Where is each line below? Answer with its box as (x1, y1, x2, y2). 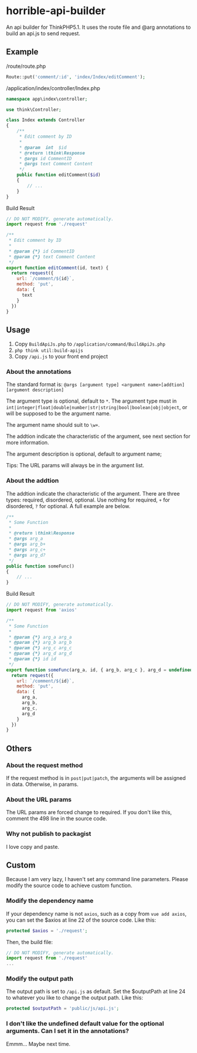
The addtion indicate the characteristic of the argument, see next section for (6, 433, 191, 440)
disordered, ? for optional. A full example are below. (6, 502, 131, 510)
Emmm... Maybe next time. (6, 1040, 71, 1047)
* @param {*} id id (8, 656, 57, 662)
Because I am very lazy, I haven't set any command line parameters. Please (6, 876, 189, 883)
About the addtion (6, 477, 59, 485)
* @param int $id (19, 144, 67, 151)
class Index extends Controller (6, 117, 85, 123)
